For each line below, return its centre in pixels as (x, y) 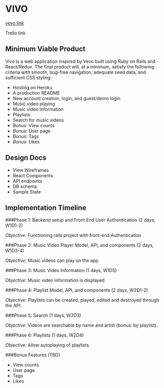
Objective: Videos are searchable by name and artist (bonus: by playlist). (81, 325)
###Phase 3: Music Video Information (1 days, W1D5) (61, 271)
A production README (36, 93)
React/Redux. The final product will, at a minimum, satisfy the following (80, 66)
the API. (13, 306)
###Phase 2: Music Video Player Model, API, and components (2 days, (79, 245)
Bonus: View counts (34, 125)
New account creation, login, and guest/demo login (66, 98)
